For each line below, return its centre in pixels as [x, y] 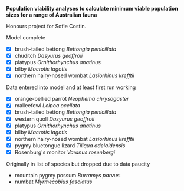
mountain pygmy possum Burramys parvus [67, 175]
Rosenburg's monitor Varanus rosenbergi [65, 152]
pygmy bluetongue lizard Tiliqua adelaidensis [70, 145]
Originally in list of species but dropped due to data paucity [78, 164]
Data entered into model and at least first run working [71, 87]
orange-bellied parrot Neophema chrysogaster [72, 99]
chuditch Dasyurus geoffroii [49, 56]
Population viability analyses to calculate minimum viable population [92, 9]
